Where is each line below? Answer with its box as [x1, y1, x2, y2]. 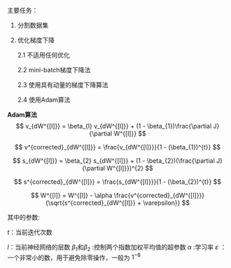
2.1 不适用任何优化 [17, 51, 70, 59]
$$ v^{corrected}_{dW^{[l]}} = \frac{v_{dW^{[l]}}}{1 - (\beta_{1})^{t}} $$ [14, 143, 221, 151]
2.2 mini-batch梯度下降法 [17, 66, 91, 74]
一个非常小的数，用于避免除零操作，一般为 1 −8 [7, 252, 141, 262]
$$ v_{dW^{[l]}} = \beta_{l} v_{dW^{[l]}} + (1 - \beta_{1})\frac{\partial [15, 122, 212, 130]
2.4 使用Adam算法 [17, 95, 71, 104]
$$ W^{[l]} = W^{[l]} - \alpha [30, 192, 113, 199]
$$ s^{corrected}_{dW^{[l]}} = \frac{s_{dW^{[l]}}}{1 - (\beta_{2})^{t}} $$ [13, 177, 222, 186]
